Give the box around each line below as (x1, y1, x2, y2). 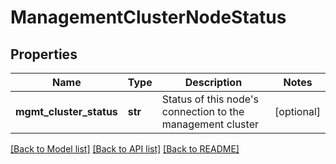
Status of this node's (161, 92, 260, 106)
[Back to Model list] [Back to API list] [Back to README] (10, 143, 240, 155)
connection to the (161, 105, 245, 118)
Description (184, 76, 243, 89)
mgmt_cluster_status (15, 105, 118, 118)
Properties (10, 46, 78, 63)
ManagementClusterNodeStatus (10, 6, 287, 29)
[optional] (274, 105, 321, 118)
